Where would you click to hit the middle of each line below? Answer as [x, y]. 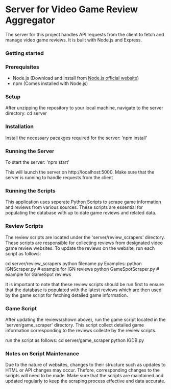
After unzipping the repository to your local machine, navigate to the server [84, 108]
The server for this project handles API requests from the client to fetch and [85, 34]
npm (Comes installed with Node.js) [50, 83]
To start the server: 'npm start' [38, 162]
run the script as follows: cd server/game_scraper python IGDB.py [75, 340]
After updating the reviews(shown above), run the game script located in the [86, 319]
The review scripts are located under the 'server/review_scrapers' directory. [85, 237]
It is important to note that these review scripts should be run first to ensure [85, 284]
